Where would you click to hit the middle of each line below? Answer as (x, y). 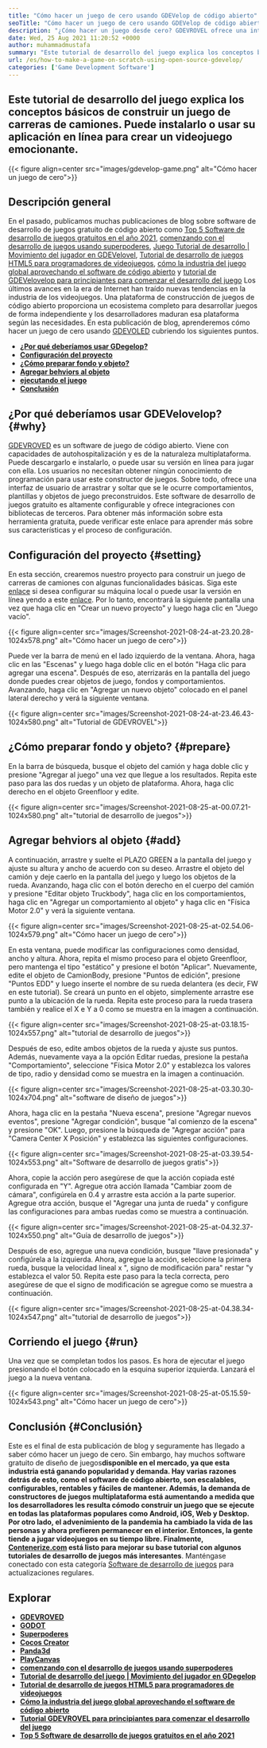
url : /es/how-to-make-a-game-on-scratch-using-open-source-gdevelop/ (126, 60)
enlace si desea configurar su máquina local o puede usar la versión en (125, 591)
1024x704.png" (33, 1097)
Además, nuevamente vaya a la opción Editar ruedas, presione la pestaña (128, 1056)
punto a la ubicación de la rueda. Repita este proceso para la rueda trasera (130, 1001)
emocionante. (43, 149)
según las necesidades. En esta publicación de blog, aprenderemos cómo (129, 322)
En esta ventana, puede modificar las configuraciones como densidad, (124, 950)
